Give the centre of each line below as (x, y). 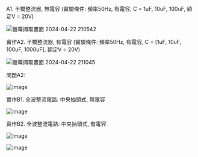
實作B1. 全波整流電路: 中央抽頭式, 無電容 (56, 99)
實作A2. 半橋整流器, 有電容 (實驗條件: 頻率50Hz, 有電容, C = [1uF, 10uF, (94, 42)
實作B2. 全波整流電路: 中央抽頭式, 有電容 (56, 124)
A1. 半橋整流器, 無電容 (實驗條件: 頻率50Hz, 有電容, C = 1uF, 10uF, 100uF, (96, 9)
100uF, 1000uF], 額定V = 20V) (43, 49)
